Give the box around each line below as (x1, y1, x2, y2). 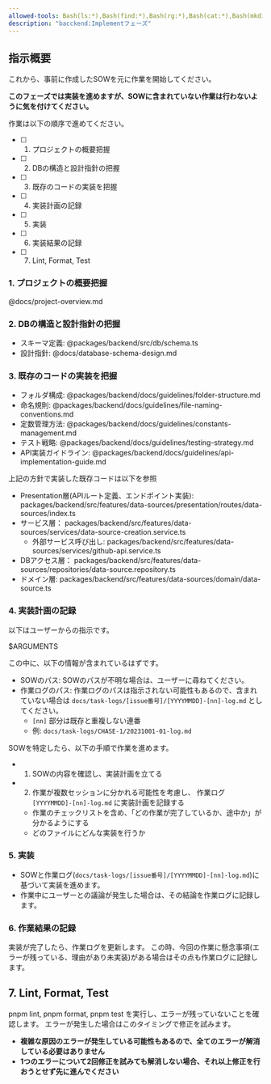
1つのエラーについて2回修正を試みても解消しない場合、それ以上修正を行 (19, 1056, 261, 1066)
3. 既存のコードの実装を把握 (8, 370, 118, 381)
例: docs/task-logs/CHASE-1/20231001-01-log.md (31, 726, 192, 735)
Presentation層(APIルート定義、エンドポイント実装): (19, 491, 194, 501)
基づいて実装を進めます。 (19, 879, 105, 890)
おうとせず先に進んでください (19, 1066, 119, 1076)
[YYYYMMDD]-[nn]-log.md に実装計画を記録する (31, 798, 186, 807)
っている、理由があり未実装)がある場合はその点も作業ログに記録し (35, 952, 258, 963)
